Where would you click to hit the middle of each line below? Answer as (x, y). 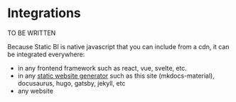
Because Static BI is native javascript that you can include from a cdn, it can (118, 46)
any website (35, 91)
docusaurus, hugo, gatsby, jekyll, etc (71, 83)
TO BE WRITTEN (32, 33)
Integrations (44, 13)
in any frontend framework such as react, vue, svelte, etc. (102, 68)
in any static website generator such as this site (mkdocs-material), (116, 76)
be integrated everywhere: (46, 54)
